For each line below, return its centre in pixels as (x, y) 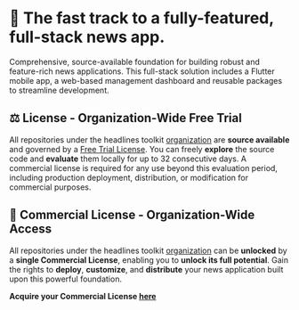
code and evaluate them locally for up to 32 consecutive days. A (128, 159)
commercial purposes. (50, 187)
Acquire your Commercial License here (83, 296)
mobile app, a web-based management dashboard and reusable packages (146, 80)
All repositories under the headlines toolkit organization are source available (149, 139)
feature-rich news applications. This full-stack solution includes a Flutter (142, 71)
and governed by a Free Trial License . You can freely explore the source (142, 149)
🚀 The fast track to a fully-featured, (141, 18)
